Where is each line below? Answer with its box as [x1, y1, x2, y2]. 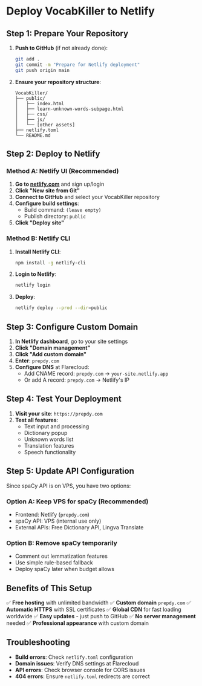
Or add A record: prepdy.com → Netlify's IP [24, 376, 130, 384]
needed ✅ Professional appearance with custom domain [6, 619, 149, 627]
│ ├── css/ [15, 111, 48, 117]
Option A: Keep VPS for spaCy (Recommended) [6, 497, 149, 506]
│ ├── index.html [15, 100, 65, 106]
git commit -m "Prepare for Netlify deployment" [15, 62, 140, 68]
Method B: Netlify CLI [6, 234, 71, 243]
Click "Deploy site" [15, 219, 65, 226]
